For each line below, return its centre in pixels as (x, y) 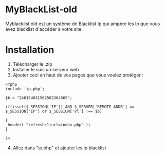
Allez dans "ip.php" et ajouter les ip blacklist (59, 148)
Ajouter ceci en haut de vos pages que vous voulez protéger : (78, 75)
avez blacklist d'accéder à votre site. (44, 29)
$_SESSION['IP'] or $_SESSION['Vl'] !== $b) (54, 111)
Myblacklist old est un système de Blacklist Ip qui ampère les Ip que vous (83, 24)
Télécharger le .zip (32, 64)
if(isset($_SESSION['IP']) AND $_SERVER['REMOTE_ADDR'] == (70, 107)
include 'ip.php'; (25, 89)
